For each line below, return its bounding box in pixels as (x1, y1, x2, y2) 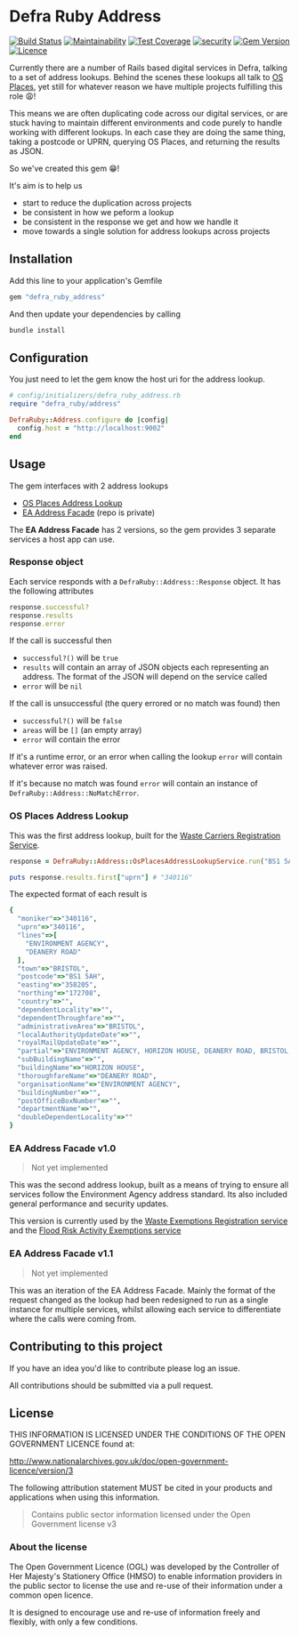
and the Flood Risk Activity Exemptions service (9, 1225, 182, 1236)
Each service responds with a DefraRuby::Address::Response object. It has (9, 576, 281, 586)
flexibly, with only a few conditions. (9, 1616, 138, 1627)
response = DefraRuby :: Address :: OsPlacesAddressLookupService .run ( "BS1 (9, 857, 280, 866)
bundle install (9, 326, 66, 334)
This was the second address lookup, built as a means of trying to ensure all (9, 1180, 289, 1190)
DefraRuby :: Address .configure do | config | (9, 415, 169, 424)
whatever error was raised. (9, 761, 109, 771)
